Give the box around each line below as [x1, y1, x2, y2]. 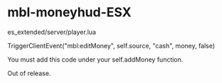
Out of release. [7, 69, 51, 77]
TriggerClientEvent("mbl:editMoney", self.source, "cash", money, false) [7, 41, 216, 50]
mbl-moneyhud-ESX [7, 4, 132, 21]
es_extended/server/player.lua [7, 28, 96, 36]
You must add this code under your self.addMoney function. [7, 55, 184, 64]
